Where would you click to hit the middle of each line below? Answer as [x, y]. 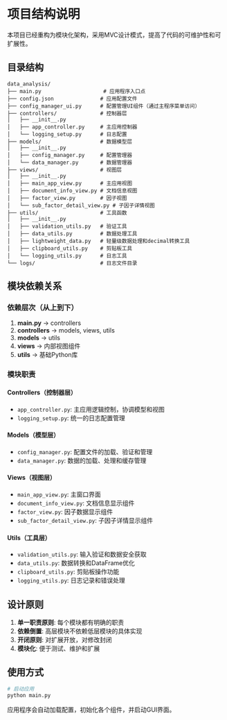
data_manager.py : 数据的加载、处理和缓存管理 [82, 460]
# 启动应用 [21, 689]
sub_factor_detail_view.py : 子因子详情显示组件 [85, 520]
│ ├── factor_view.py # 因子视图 [67, 198]
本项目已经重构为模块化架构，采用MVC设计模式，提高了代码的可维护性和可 [114, 35]
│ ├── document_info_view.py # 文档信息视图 [72, 191]
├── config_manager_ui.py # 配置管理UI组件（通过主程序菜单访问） [104, 106]
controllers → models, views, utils [66, 330]
